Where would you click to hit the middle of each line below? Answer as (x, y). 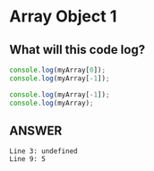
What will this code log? (77, 50)
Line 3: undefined (43, 151)
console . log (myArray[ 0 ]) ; (57, 70)
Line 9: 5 (28, 159)
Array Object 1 (63, 17)
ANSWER (36, 130)
